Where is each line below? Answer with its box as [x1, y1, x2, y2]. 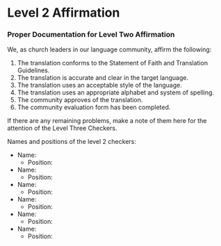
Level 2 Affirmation [7, 5, 120, 21]
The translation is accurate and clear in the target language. [17, 74, 189, 82]
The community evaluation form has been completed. [17, 103, 171, 112]
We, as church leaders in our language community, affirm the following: [7, 45, 212, 54]
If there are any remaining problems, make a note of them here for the [7, 117, 207, 125]
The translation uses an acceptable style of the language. [17, 81, 182, 90]
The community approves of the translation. [17, 96, 143, 104]
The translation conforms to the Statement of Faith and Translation [17, 59, 208, 67]
